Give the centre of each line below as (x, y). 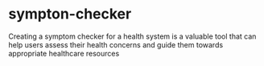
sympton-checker (70, 14)
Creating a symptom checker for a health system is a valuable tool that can (132, 36)
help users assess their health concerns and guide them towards (116, 44)
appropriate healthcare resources (64, 53)
